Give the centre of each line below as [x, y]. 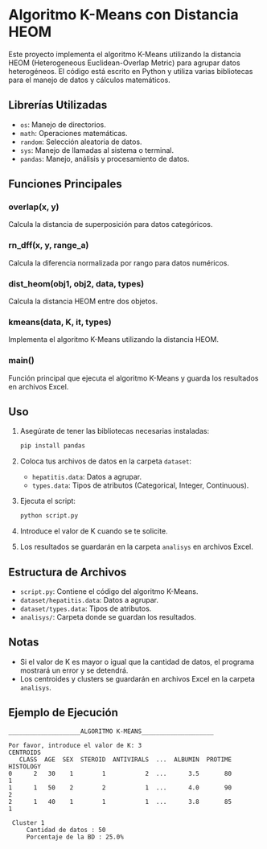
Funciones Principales [65, 184]
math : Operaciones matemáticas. [74, 133]
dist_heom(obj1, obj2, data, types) [76, 283]
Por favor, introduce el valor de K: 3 [75, 745]
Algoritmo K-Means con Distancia [123, 15]
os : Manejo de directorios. [63, 124]
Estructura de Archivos [68, 572]
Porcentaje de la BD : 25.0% [75, 837]
